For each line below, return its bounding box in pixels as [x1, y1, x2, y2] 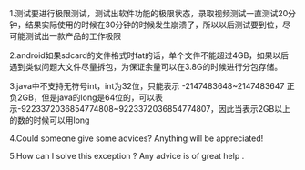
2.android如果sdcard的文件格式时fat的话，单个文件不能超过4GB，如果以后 [9, 50, 290, 61]
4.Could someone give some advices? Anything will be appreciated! [9, 133, 264, 144]
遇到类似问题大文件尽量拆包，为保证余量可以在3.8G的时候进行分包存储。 [9, 62, 283, 72]
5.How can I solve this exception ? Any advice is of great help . [9, 151, 245, 161]
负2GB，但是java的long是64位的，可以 [9, 92, 156, 103]
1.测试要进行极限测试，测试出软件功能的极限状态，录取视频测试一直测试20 [9, 8, 289, 18]
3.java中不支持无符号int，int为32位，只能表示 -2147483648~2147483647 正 [9, 81, 295, 91]
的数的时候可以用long [9, 115, 90, 125]
